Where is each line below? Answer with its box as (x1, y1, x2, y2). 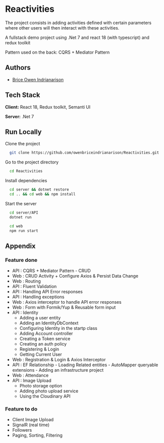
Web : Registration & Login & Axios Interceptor (12, 357, 106, 363)
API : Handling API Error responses (12, 289, 83, 295)
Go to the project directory (5, 159, 59, 165)
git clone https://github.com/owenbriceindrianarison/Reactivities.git (9, 150, 160, 156)
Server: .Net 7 (5, 113, 34, 119)
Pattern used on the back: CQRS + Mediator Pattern (5, 49, 110, 55)
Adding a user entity (19, 315, 61, 321)
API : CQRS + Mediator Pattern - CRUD (12, 268, 91, 274)
